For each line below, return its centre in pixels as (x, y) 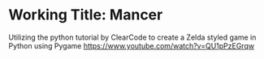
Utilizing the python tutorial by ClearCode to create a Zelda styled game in (132, 37)
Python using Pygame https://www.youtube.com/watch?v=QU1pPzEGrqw (131, 45)
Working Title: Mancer (86, 15)
